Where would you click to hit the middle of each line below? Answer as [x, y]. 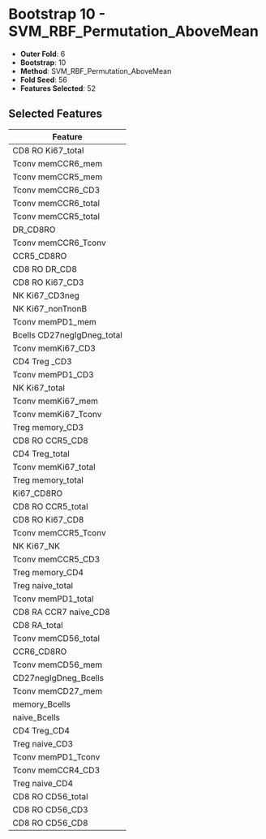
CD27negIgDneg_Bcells [58, 678]
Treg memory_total [48, 480]
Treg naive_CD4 [43, 783]
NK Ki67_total [39, 388]
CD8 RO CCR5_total [50, 506]
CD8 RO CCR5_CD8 [51, 441]
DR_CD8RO [34, 230]
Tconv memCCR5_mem [58, 177]
